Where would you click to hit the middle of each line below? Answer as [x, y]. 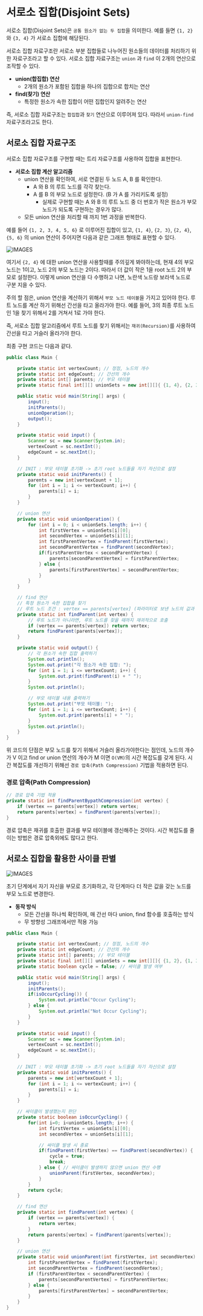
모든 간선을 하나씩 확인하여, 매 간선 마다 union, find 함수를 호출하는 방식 [109, 914]
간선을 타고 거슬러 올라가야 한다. [44, 333]
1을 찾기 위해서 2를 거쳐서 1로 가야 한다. [59, 312]
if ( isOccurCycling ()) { [58, 994]
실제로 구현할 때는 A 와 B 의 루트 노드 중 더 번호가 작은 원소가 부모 [120, 202]
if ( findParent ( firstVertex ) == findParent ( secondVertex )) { [116, 1151]
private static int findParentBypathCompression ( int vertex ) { [88, 801]
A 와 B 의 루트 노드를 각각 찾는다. [72, 187]
